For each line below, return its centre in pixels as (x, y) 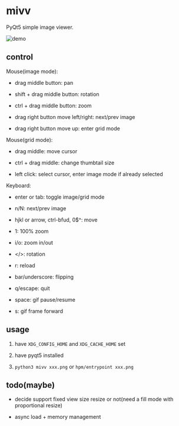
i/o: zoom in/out (34, 242)
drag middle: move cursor (46, 151)
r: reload (25, 265)
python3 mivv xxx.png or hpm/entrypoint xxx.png (74, 366)
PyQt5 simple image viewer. (40, 27)
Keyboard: (19, 185)
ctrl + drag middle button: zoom (53, 105)
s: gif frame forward (39, 311)
